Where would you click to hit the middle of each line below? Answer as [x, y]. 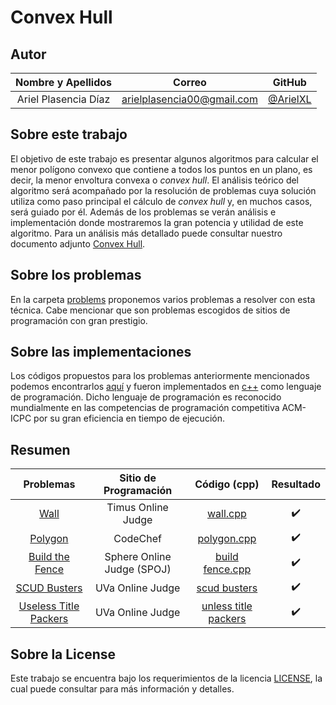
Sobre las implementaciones [101, 352]
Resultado [296, 484]
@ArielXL [289, 99]
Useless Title [49, 606]
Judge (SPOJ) [138, 569]
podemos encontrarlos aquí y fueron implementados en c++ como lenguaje [166, 387]
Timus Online [137, 508]
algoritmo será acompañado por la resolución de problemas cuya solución [163, 190]
